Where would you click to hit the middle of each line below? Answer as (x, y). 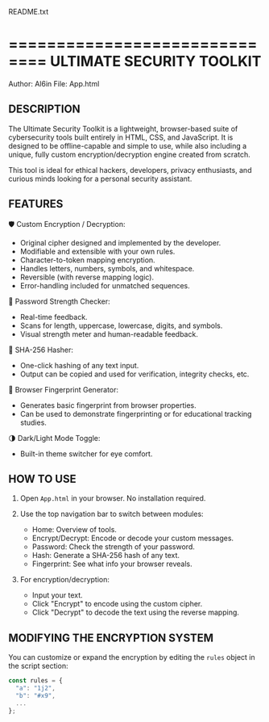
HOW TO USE (42, 479)
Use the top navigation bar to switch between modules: (112, 514)
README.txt (29, 12)
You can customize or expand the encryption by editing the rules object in (132, 657)
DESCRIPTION (44, 109)
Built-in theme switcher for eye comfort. (86, 453)
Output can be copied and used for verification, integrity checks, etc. (134, 374)
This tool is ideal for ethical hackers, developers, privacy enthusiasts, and (130, 170)
